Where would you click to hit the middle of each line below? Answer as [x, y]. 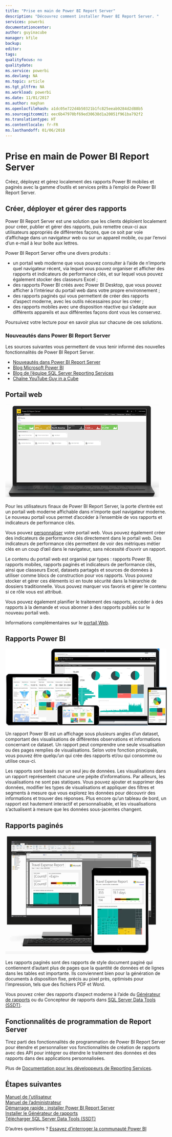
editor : [14, 49]
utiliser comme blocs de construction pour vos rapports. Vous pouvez [79, 575]
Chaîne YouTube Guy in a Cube [46, 378]
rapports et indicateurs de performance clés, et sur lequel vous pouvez [88, 274]
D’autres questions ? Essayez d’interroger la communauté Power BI [76, 1129]
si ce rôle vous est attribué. [34, 591]
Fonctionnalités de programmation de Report [78, 1021]
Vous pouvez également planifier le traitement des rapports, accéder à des [84, 602]
